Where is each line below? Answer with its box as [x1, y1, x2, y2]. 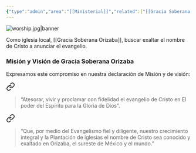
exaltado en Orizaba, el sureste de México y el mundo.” [20, 139, 154, 147]
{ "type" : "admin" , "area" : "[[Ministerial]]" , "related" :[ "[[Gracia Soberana [6, 8, 191, 15]
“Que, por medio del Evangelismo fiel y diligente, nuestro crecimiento [20, 127, 188, 134]
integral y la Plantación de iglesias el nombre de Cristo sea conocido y [20, 134, 191, 141]
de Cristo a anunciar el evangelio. [6, 42, 87, 49]
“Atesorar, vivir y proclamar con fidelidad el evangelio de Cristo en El [20, 95, 187, 103]
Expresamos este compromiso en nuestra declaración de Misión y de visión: [6, 70, 191, 77]
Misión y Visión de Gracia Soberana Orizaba [6, 57, 134, 65]
